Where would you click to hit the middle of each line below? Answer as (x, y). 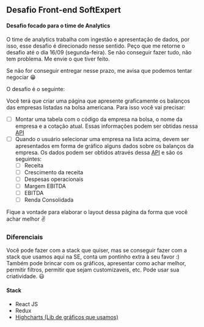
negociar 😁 (21, 77)
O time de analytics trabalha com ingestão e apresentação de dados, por (98, 39)
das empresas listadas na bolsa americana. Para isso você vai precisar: (96, 107)
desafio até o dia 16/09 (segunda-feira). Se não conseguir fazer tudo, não (99, 52)
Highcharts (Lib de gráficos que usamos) (67, 317)
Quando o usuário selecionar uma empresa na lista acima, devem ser (102, 139)
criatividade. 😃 (25, 276)
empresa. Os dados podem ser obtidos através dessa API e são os (99, 152)
